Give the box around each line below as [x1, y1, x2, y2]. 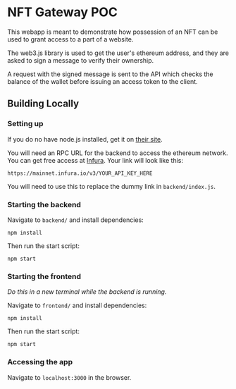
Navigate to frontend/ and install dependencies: [7, 301, 147, 310]
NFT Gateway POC [7, 4, 118, 20]
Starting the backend [7, 199, 81, 209]
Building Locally [7, 98, 80, 110]
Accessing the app [7, 357, 73, 367]
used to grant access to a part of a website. [7, 35, 134, 43]
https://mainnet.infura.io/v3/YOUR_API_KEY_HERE [7, 170, 153, 177]
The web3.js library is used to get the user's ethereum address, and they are [7, 49, 229, 57]
